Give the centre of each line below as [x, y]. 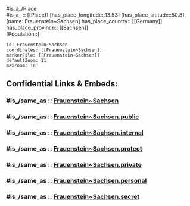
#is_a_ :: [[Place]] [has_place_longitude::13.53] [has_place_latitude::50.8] [95, 15]
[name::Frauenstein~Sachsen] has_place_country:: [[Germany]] [84, 21]
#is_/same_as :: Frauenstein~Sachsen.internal [75, 133]
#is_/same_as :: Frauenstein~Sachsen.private [74, 165]
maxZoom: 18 [21, 65]
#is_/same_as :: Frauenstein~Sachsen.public [73, 117]
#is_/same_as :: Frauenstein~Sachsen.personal [77, 180]
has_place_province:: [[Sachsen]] [47, 27]
